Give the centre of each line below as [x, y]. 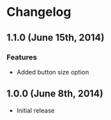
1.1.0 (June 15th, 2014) [55, 38]
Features [22, 57]
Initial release [35, 110]
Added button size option [53, 72]
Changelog [39, 12]
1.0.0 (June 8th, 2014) [55, 94]
